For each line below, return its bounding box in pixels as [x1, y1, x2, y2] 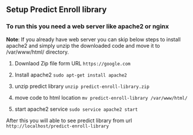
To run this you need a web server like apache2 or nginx [6, 22, 169, 31]
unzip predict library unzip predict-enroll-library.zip [14, 83, 150, 90]
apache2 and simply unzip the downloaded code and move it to [6, 42, 161, 49]
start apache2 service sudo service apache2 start [14, 106, 138, 113]
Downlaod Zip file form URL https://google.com [14, 60, 131, 67]
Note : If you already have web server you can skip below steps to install [6, 35, 181, 43]
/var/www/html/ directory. [6, 48, 69, 55]
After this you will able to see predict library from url [6, 117, 132, 124]
